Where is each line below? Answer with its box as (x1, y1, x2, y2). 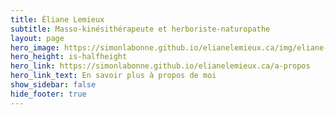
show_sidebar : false (10, 80, 97, 90)
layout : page (10, 33, 65, 43)
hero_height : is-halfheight (10, 52, 128, 62)
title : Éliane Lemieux (10, 14, 105, 25)
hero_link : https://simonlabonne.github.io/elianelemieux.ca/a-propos (10, 61, 311, 71)
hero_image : (10, 42, 60, 53)
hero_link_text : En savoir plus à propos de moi (10, 71, 217, 81)
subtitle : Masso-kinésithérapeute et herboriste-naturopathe (10, 24, 271, 34)
